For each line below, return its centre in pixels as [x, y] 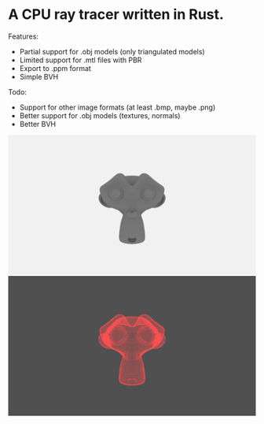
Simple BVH [39, 76]
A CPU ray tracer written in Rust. [116, 15]
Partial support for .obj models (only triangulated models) [112, 51]
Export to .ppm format [55, 68]
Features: [24, 36]
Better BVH [38, 124]
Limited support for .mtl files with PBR [81, 60]
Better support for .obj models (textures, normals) [100, 115]
